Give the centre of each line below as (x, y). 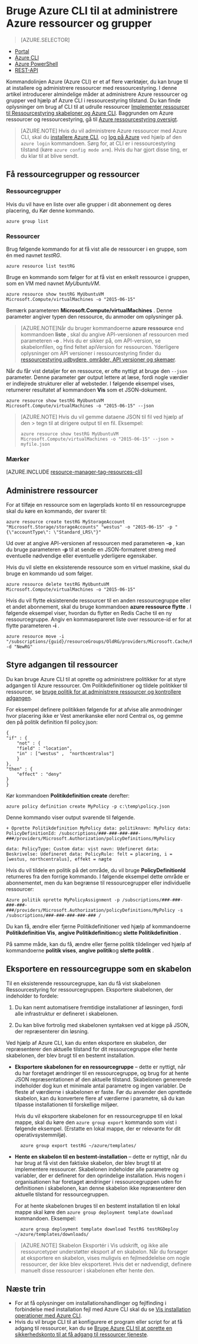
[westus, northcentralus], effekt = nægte (59, 859)
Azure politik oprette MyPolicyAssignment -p (63, 900)
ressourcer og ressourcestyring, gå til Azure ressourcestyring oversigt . (92, 119)
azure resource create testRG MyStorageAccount (66, 522)
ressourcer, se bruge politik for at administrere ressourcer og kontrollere (94, 692)
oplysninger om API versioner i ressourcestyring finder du (91, 353)
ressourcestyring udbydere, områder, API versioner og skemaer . (98, 360)
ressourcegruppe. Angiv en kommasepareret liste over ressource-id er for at (99, 620)
